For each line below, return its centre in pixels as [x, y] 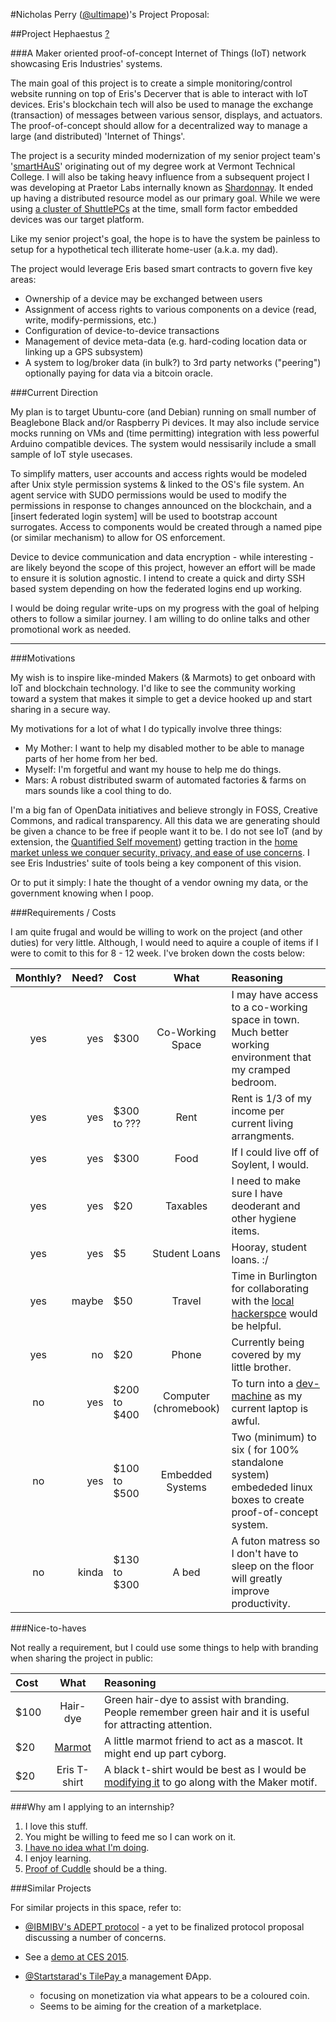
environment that [271, 1057]
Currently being [268, 1342]
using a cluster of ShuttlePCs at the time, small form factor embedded [154, 208]
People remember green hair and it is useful [207, 1712]
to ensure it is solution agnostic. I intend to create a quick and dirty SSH [158, 578]
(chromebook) [186, 1408]
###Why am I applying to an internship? [92, 1807]
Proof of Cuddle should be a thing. [96, 1868]
